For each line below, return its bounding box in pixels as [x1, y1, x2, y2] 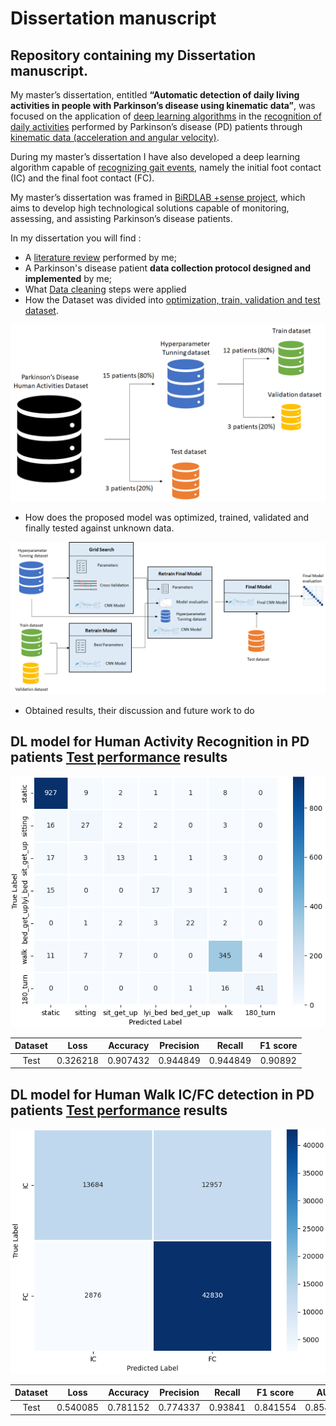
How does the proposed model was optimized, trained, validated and [24, 511, 310, 523]
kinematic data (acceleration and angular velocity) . [10, 132, 220, 143]
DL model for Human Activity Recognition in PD [10, 733, 310, 751]
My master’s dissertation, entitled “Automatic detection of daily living [10, 89, 300, 101]
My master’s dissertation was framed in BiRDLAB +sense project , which [10, 192, 306, 203]
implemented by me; [24, 273, 113, 284]
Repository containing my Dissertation [10, 47, 257, 64]
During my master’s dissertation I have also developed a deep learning [10, 151, 301, 162]
